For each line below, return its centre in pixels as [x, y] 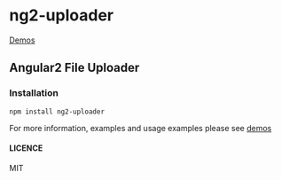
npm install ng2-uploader [57, 112]
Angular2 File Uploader [74, 68]
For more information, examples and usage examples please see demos [140, 128]
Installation [34, 93]
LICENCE [26, 148]
